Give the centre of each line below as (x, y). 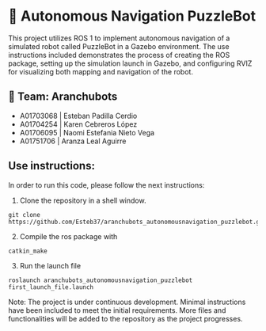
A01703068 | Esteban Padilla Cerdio (78, 116)
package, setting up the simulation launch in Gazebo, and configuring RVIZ (130, 63)
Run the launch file (50, 265)
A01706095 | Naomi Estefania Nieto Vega (87, 132)
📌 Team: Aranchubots (63, 97)
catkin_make (28, 251)
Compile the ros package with (68, 236)
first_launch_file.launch (51, 287)
